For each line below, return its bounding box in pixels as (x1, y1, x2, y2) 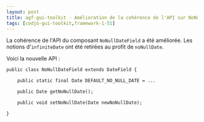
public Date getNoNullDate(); (17, 89, 94, 95)
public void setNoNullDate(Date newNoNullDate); (17, 100, 143, 106)
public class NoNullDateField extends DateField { (6, 67, 137, 73)
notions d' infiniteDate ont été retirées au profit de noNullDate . (6, 43, 164, 50)
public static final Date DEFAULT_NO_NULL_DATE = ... (17, 78, 156, 84)
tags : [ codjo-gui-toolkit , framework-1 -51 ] (6, 20, 115, 26)
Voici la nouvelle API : (6, 55, 61, 63)
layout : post (6, 8, 39, 15)
